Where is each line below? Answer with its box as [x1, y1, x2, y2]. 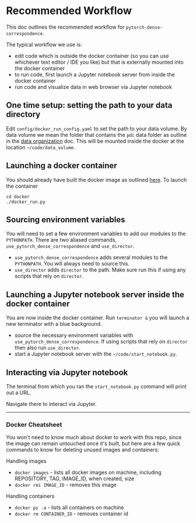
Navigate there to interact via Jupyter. [6, 401, 97, 407]
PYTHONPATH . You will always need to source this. [14, 260, 130, 267]
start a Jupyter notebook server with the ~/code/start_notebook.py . [14, 350, 177, 357]
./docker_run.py [6, 199, 45, 205]
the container [6, 183, 38, 190]
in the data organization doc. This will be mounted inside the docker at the [6, 137, 184, 144]
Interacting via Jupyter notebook [6, 367, 128, 377]
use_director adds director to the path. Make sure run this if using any [14, 266, 186, 273]
